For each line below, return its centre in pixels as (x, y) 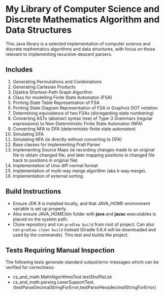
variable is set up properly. (40, 209)
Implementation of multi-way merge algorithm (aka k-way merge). (80, 171)
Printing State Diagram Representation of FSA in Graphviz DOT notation (85, 108)
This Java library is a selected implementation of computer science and (78, 43)
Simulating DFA (28, 134)
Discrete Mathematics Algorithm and (82, 19)
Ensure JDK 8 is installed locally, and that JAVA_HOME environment (82, 203)
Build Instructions (33, 192)
